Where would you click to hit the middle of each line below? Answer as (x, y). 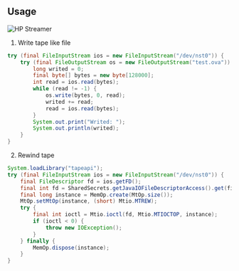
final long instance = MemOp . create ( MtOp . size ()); (97, 195)
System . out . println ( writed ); (76, 128)
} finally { (38, 241)
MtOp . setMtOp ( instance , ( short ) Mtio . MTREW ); (89, 201)
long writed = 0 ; (58, 69)
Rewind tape (36, 155)
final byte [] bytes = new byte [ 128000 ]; (94, 75)
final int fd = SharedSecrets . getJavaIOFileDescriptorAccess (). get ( (124, 188)
